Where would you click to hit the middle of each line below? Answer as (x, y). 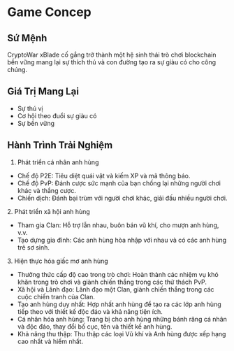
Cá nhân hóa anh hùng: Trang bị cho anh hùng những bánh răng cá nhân (122, 319)
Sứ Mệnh (27, 38)
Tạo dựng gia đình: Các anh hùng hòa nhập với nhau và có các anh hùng (122, 240)
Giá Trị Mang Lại (43, 92)
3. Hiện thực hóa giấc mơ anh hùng (58, 261)
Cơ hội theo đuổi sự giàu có (57, 115)
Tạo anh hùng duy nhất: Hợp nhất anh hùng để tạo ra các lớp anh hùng (119, 304)
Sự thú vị (30, 108)
